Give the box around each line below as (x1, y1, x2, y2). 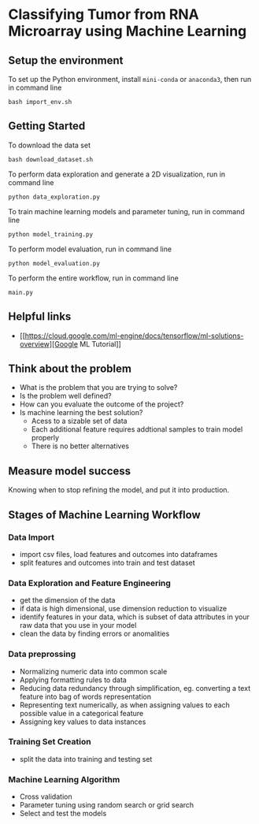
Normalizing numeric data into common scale (19, 666, 168, 676)
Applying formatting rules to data (19, 675, 128, 685)
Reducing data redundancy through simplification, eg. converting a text (19, 683, 250, 692)
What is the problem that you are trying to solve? (19, 383, 178, 392)
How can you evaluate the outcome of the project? (19, 399, 184, 409)
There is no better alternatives (31, 441, 130, 451)
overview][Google (19, 339, 79, 348)
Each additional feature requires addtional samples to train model (31, 425, 243, 434)
